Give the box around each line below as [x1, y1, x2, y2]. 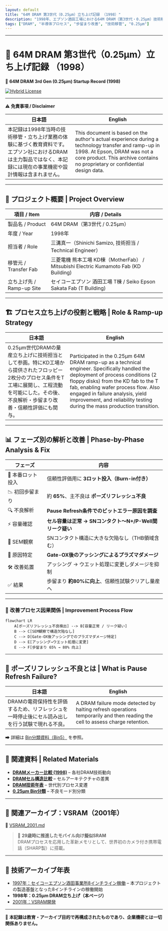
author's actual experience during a [74, 136, 159, 143]
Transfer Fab [7, 266, 38, 273]
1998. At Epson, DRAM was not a [74, 148, 153, 155]
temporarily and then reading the [75, 712, 153, 719]
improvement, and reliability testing [69, 396, 152, 403]
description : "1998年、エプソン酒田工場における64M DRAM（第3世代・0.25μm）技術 [5, 17, 161, 22]
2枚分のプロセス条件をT [7, 374, 64, 381]
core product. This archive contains [74, 155, 158, 162]
